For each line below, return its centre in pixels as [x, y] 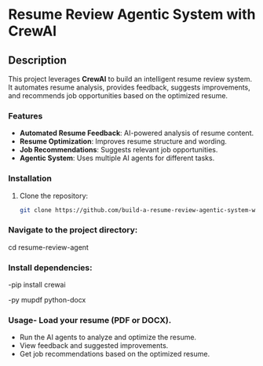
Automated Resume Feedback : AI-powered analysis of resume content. [136, 133]
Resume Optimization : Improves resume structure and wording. [123, 141]
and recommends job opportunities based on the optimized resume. [118, 95]
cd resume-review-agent [48, 247]
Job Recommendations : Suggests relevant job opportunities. [119, 150]
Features [26, 115]
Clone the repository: [54, 196]
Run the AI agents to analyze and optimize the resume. [108, 337]
